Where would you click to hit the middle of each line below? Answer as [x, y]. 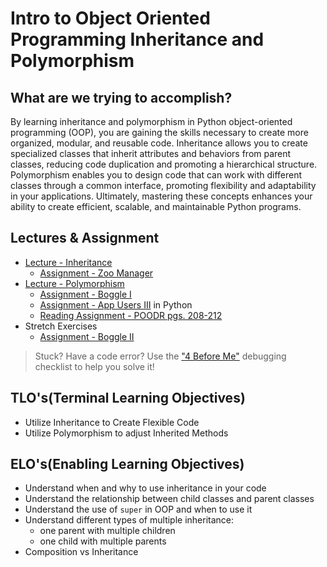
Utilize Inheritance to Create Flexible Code [112, 422]
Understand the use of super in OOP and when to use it [138, 509]
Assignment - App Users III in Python [116, 304]
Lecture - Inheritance [68, 262]
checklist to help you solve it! [94, 366]
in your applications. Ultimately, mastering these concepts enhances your [161, 196]
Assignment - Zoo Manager [96, 273]
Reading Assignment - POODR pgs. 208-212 [131, 315]
